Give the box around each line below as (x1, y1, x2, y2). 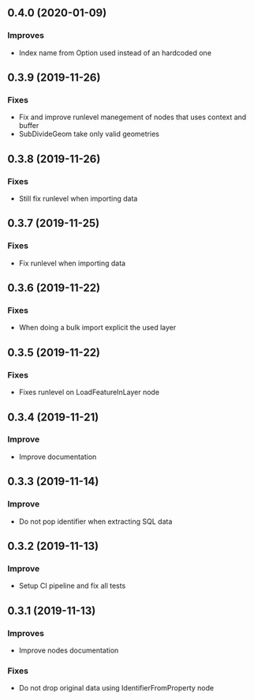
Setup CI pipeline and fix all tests (18, 581, 126, 591)
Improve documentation (18, 452, 97, 461)
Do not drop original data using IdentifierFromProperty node (18, 683, 215, 693)
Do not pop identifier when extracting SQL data (18, 517, 173, 526)
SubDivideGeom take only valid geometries (18, 130, 159, 139)
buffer (18, 121, 39, 130)
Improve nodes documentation (18, 645, 119, 655)
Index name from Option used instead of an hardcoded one (18, 47, 212, 58)
